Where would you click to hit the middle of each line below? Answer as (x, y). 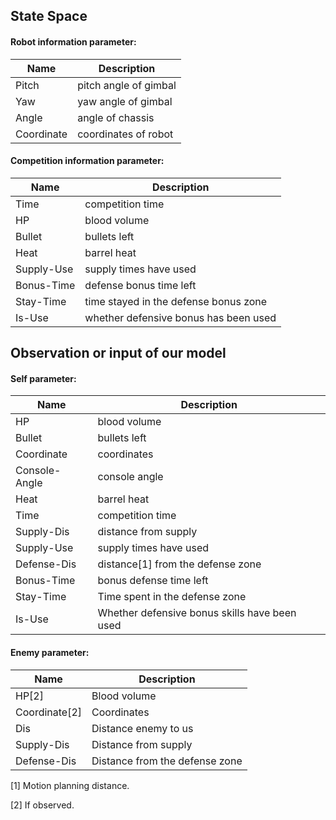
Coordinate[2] (49, 712)
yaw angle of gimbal (125, 101)
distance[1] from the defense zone (179, 564)
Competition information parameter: (87, 161)
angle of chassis (116, 117)
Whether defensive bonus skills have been (197, 613)
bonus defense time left (153, 581)
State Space (49, 16)
